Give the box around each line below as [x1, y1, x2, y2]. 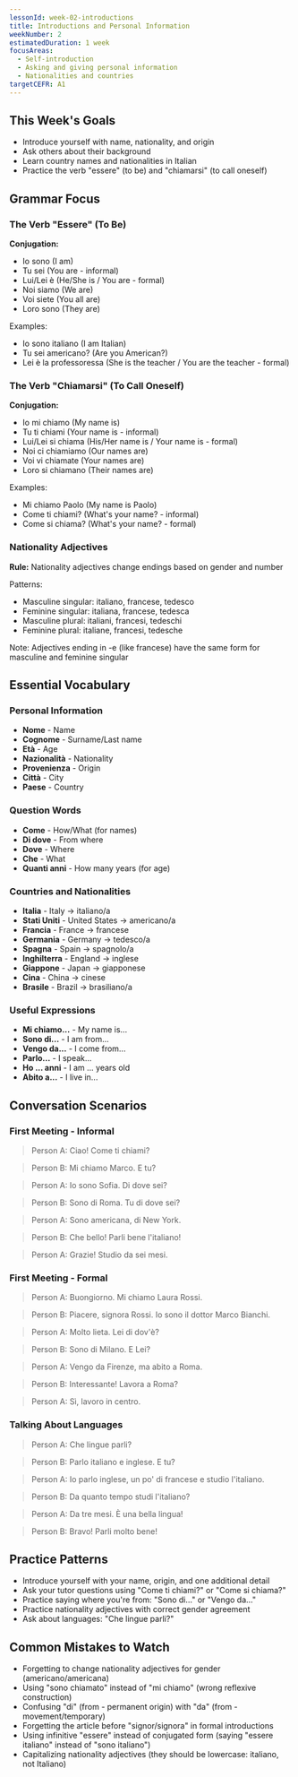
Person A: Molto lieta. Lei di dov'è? [30, 1327, 159, 1338]
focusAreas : [9, 47, 54, 56]
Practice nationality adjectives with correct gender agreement [21, 1604, 251, 1615]
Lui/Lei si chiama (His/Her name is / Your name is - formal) [21, 436, 239, 447]
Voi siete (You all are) [21, 294, 101, 305]
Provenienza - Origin [21, 763, 101, 773]
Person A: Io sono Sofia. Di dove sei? [30, 1179, 167, 1190]
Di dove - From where [21, 834, 104, 845]
